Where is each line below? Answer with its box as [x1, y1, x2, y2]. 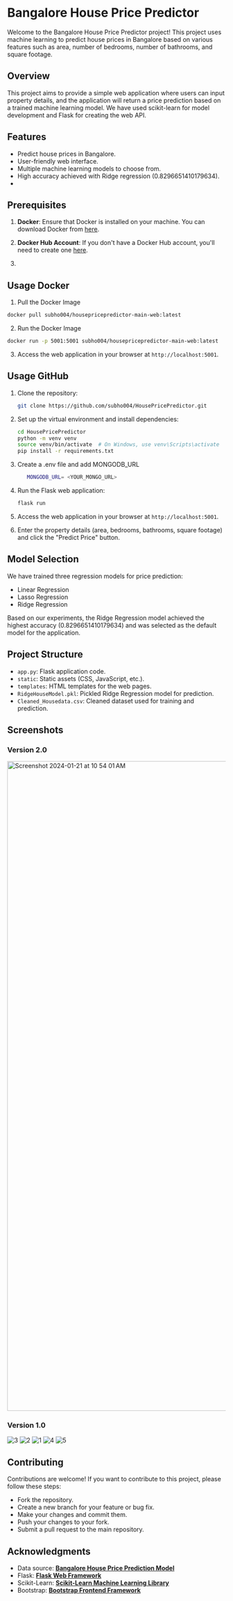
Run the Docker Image [17, 324, 82, 333]
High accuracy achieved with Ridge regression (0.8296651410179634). [17, 172, 220, 180]
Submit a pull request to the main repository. [17, 1525, 144, 1534]
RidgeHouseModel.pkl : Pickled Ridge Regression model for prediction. [17, 689, 214, 697]
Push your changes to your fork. [17, 1518, 110, 1527]
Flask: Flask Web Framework [17, 1571, 102, 1580]
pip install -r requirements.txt [17, 447, 114, 455]
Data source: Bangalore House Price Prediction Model [17, 1564, 175, 1572]
